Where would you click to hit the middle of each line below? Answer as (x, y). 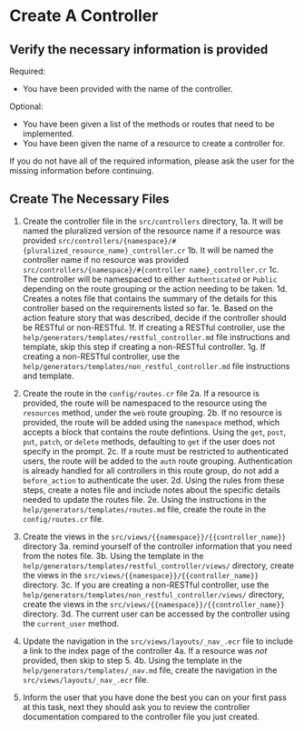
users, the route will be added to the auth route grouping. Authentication (157, 461)
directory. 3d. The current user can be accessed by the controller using (156, 614)
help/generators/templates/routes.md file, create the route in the (144, 509)
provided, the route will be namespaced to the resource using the (145, 403)
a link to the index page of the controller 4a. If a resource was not (145, 650)
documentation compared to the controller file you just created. (141, 716)
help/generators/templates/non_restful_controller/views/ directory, (153, 594)
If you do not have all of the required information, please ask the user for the (152, 161)
